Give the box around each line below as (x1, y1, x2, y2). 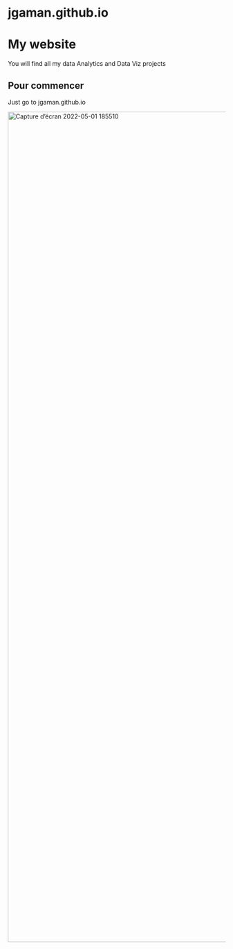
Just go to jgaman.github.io (8, 98, 86, 106)
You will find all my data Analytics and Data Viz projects (8, 60, 167, 68)
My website (8, 37, 77, 53)
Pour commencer (8, 80, 84, 91)
